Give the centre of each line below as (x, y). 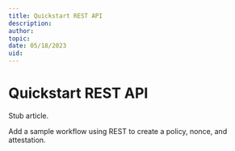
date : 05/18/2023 (38, 46)
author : (21, 31)
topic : (19, 38)
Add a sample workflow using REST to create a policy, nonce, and (118, 131)
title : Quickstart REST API (56, 16)
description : (30, 23)
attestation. (27, 140)
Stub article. (29, 115)
